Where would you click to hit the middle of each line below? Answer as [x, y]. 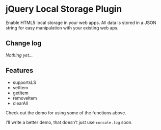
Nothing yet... [19, 55]
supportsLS [24, 82]
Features [19, 70]
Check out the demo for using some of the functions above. [66, 113]
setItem [20, 87]
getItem [20, 93]
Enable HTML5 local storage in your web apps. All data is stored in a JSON [81, 23]
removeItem [25, 98]
